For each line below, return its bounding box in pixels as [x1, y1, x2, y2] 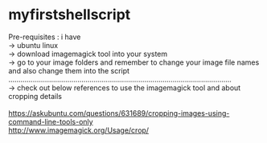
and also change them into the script [8, 66, 130, 75]
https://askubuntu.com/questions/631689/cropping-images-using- [8, 108, 230, 117]
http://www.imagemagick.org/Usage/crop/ [8, 125, 150, 135]
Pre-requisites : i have [8, 32, 81, 42]
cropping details [8, 91, 63, 101]
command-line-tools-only [8, 117, 94, 126]
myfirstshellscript [8, 6, 131, 24]
